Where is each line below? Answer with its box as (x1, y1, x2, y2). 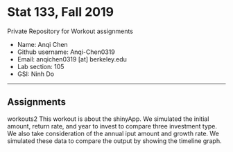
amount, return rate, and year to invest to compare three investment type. (7, 122, 217, 130)
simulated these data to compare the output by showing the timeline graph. (7, 136, 222, 145)
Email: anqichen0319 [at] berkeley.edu (17, 55, 127, 63)
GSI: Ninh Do (17, 70, 54, 78)
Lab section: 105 (17, 62, 64, 70)
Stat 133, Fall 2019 (7, 4, 114, 20)
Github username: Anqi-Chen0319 (17, 48, 116, 56)
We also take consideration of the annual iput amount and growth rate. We (7, 129, 220, 137)
